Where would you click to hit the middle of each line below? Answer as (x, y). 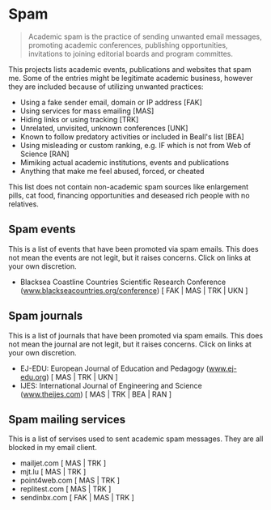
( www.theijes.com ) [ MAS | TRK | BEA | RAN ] (96, 394)
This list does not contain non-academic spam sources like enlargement (129, 186)
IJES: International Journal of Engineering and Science (111, 385)
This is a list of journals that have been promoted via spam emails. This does (136, 335)
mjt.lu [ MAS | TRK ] (53, 472)
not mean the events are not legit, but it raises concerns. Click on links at (130, 257)
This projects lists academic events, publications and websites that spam (130, 69)
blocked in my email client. (53, 448)
